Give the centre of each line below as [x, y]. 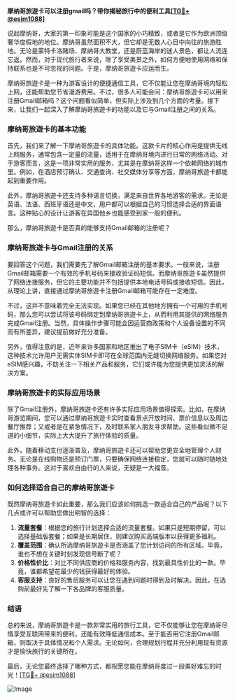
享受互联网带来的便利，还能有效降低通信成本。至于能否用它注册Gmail [113, 634]
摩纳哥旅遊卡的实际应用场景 [54, 392]
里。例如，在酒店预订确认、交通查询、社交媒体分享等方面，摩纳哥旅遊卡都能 [117, 172]
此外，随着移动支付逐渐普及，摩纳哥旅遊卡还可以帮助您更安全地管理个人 [111, 450]
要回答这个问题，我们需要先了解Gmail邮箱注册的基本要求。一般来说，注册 [114, 264]
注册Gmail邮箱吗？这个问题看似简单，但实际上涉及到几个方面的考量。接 [111, 100]
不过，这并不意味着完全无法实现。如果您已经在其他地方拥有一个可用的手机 [114, 305]
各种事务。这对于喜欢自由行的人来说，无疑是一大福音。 [93, 467]
